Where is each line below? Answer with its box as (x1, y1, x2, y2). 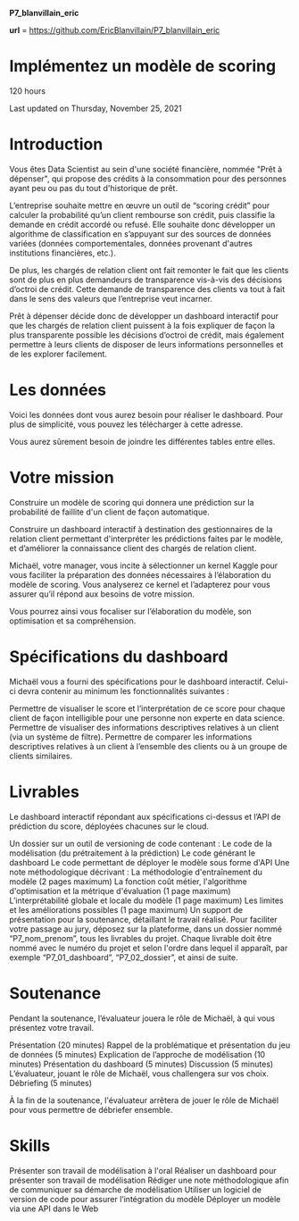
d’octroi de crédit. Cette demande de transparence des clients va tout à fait (9, 283, 286, 294)
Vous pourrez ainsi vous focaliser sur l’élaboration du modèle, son (9, 606, 252, 616)
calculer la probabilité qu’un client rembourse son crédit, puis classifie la (9, 209, 275, 220)
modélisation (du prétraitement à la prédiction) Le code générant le (9, 848, 256, 858)
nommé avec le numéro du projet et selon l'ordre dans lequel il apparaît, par (9, 942, 288, 953)
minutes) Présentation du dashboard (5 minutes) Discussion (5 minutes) (9, 1058, 274, 1069)
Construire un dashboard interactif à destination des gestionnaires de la (9, 523, 273, 534)
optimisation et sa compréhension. (9, 615, 137, 626)
